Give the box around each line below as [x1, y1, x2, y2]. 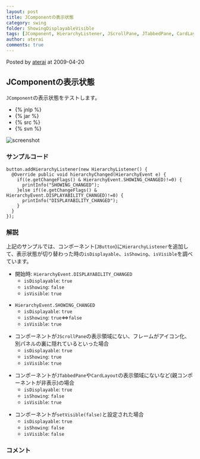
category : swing [6, 20, 46, 26]
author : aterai [6, 36, 44, 42]
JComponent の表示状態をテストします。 [6, 94, 101, 101]
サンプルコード [6, 153, 49, 161]
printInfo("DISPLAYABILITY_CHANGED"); [21, 197, 118, 203]
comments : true [6, 42, 44, 48]
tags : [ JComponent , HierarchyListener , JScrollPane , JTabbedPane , [6, 31, 174, 37]
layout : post [6, 8, 39, 15]
